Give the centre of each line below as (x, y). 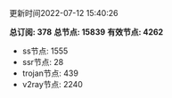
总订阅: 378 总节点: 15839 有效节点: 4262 (86, 32)
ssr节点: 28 (43, 62)
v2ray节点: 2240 (52, 84)
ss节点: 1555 (45, 51)
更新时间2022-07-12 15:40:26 (64, 13)
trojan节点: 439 (50, 73)
